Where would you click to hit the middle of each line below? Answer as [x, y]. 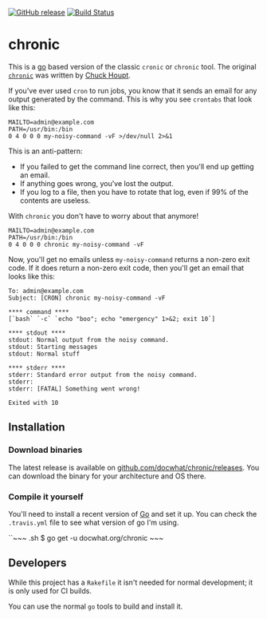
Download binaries [45, 450]
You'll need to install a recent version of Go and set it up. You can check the [133, 514]
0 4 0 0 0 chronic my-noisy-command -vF [77, 244]
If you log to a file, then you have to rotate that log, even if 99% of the [134, 192]
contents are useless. [55, 200]
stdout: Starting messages [53, 347]
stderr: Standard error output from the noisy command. [103, 375]
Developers [37, 563]
